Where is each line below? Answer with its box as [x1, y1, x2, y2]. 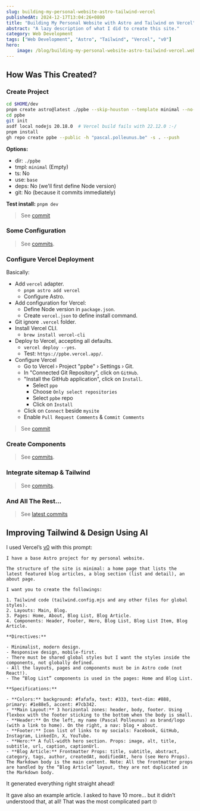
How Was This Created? [6, 70, 97, 80]
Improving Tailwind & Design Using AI [6, 528, 148, 538]
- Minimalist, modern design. [6, 644, 82, 650]
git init [6, 118, 28, 124]
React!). [6, 670, 28, 676]
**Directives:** [6, 634, 46, 640]
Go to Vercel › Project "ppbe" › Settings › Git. [23, 363, 134, 370]
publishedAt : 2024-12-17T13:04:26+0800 [6, 14, 105, 20]
